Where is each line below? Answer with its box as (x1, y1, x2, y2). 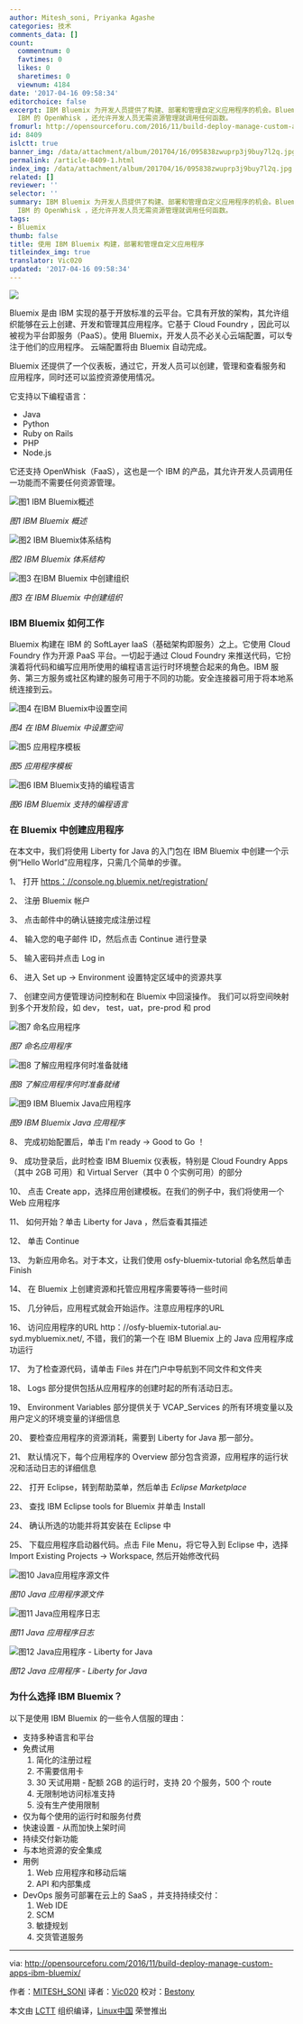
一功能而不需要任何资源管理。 (9, 477, 120, 488)
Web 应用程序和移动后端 (35, 1867, 127, 1878)
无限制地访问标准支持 (35, 1788, 115, 1799)
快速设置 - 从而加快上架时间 (22, 1822, 126, 1833)
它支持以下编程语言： (9, 390, 88, 401)
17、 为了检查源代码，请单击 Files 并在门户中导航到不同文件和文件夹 (9, 1363, 263, 1375)
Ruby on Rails (22, 427, 74, 438)
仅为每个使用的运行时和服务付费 (22, 1810, 142, 1821)
